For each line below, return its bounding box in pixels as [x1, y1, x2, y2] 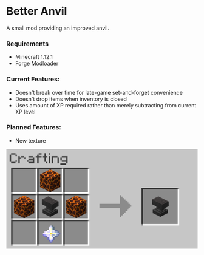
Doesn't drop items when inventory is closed [15, 95, 127, 103]
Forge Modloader [15, 59, 59, 67]
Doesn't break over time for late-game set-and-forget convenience [15, 89, 183, 96]
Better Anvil [6, 4, 67, 18]
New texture [15, 137, 46, 144]
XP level [15, 108, 36, 115]
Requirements [6, 39, 49, 48]
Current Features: [6, 75, 60, 83]
